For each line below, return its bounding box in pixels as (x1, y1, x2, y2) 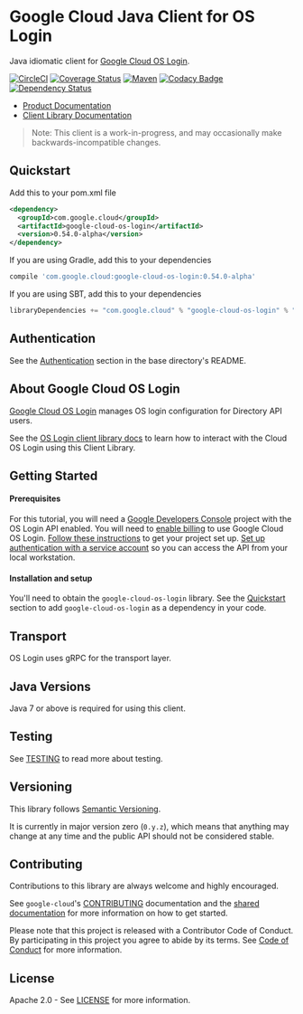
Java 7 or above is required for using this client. (9, 703, 187, 714)
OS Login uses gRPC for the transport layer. (9, 653, 171, 664)
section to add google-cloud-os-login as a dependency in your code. (9, 602, 267, 613)
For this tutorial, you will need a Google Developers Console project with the (9, 514, 292, 525)
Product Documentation (22, 100, 112, 110)
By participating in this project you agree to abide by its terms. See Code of (9, 934, 289, 946)
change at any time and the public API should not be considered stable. (9, 830, 275, 841)
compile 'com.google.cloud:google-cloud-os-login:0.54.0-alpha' (9, 272, 256, 281)
